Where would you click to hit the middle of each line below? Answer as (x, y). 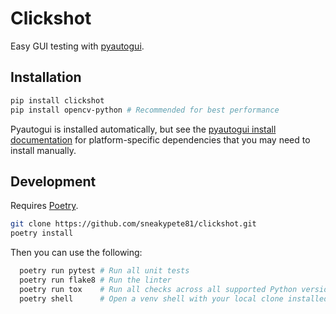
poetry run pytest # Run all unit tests (104, 271)
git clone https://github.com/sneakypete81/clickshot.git (133, 224)
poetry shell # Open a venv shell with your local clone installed (174, 298)
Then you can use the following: (76, 253)
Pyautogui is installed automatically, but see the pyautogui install (143, 129)
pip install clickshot (57, 100)
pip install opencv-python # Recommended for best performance (145, 110)
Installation (46, 77)
